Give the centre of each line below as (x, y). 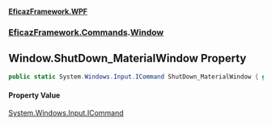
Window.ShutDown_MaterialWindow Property (127, 58)
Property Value (34, 95)
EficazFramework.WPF (48, 11)
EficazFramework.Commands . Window (86, 32)
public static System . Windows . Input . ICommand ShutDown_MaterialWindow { (134, 77)
